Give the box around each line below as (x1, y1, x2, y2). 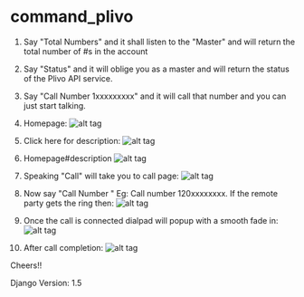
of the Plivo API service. (23, 72, 113, 83)
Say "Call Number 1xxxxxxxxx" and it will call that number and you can (23, 91, 287, 101)
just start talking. (23, 100, 87, 110)
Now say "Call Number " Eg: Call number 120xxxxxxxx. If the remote (23, 187, 279, 198)
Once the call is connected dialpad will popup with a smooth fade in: (23, 215, 279, 225)
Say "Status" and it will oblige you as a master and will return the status (23, 63, 290, 74)
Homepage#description (23, 152, 112, 164)
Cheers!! (10, 260, 43, 271)
